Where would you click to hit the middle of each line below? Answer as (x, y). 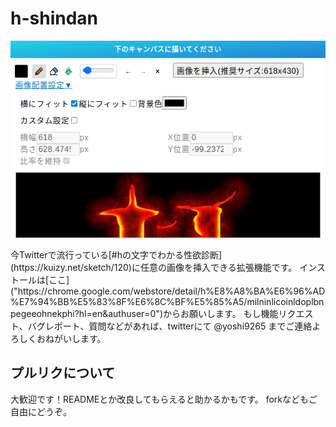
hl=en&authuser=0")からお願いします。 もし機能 (178, 313)
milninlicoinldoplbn (285, 301)
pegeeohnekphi (42, 313)
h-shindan (54, 18)
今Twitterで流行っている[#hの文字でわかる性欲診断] (116, 254)
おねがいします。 (71, 338)
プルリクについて (63, 373)
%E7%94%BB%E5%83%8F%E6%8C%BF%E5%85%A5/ (129, 301)
